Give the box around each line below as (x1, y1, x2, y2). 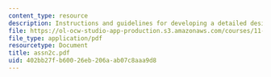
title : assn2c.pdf (8, 49, 70, 57)
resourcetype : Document (8, 42, 89, 50)
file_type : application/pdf (8, 34, 103, 43)
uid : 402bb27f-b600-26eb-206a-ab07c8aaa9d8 (8, 57, 157, 65)
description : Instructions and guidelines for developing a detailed (8, 19, 248, 27)
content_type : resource (8, 11, 89, 20)
